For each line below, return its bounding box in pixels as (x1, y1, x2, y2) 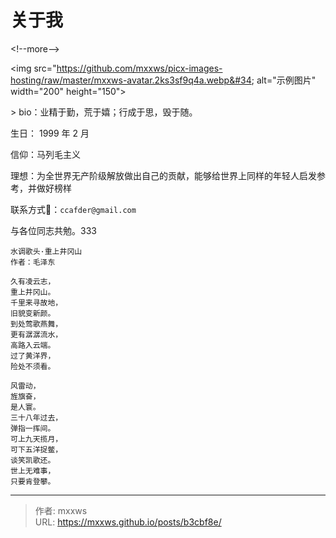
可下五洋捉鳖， (10, 444, 63, 455)
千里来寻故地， (10, 297, 63, 308)
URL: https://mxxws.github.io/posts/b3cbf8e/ (34, 516, 222, 528)
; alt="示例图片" (251, 74, 317, 86)
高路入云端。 (10, 340, 56, 350)
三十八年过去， (10, 412, 63, 423)
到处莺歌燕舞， (10, 319, 63, 329)
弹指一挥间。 (10, 423, 56, 433)
